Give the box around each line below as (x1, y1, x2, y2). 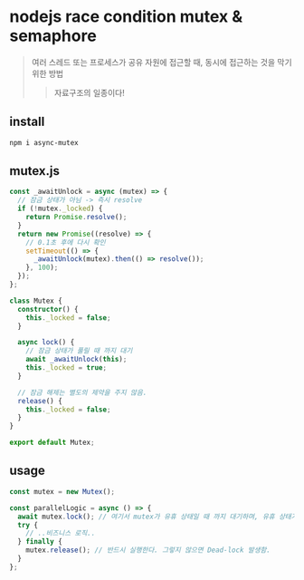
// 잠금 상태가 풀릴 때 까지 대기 (25, 346, 133, 355)
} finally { (17, 537, 63, 546)
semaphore (9, 25, 97, 46)
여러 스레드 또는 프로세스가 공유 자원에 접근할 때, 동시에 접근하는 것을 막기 (31, 56, 292, 67)
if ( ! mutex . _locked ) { (17, 204, 103, 214)
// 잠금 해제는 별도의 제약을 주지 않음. (17, 388, 147, 397)
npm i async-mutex (9, 138, 79, 147)
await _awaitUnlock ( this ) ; (25, 355, 128, 364)
